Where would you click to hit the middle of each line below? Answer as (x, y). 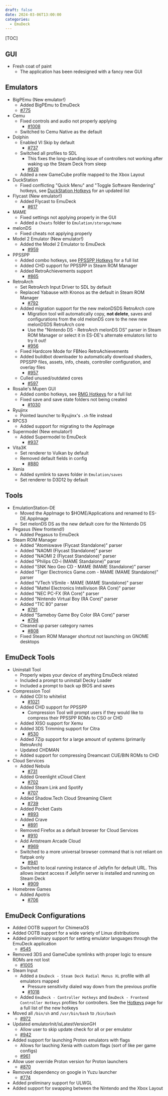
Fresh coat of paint (32, 67)
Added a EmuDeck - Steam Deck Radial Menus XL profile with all (85, 976)
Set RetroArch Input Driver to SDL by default (65, 287)
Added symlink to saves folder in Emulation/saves (71, 474)
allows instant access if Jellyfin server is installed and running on (87, 873)
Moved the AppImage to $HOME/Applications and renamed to (84, 513)
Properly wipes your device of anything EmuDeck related (79, 675)
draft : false (19, 10)
